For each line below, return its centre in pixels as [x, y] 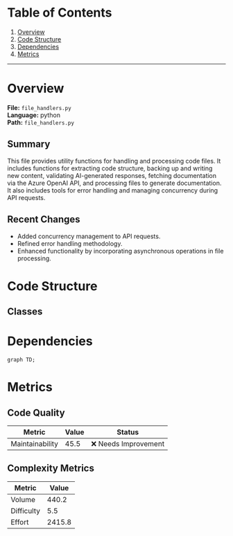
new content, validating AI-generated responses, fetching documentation [112, 175]
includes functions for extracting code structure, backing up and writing [110, 168]
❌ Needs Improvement [128, 444]
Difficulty [25, 510]
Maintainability [35, 444]
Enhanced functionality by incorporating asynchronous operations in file [120, 251]
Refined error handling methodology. [70, 243]
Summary [29, 144]
